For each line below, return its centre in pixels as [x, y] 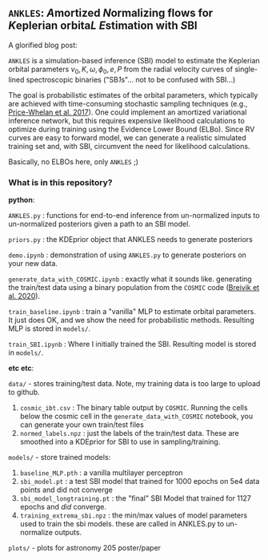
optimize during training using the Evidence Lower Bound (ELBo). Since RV [132, 129]
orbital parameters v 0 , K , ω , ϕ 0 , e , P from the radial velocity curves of [121, 70]
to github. [24, 392]
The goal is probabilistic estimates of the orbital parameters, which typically [133, 95]
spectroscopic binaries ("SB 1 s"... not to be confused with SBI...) [131, 79]
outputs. [68, 532]
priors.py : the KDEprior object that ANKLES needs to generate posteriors [131, 239]
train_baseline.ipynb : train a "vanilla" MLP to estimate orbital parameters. [132, 311]
